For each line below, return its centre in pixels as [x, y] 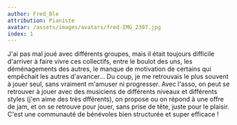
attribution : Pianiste [41, 21]
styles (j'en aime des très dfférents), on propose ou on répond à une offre [116, 99]
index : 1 [20, 34]
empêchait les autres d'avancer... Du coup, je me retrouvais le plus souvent [118, 77]
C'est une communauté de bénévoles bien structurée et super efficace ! [113, 114]
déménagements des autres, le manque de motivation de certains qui [110, 69]
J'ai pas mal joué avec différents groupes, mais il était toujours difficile [111, 54]
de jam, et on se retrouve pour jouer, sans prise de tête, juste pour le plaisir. [118, 107]
